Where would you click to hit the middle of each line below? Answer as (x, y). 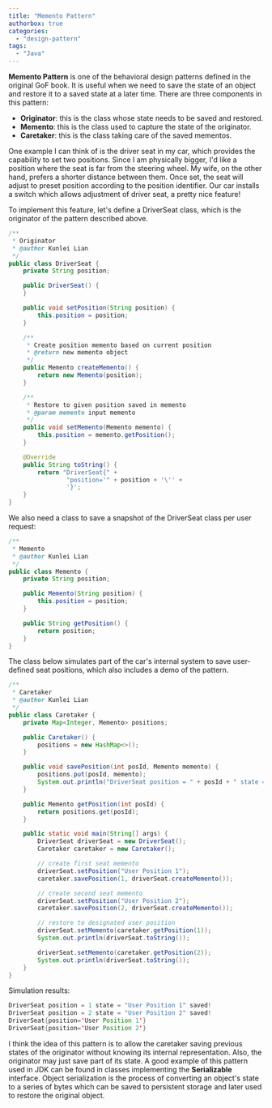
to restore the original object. (57, 1095)
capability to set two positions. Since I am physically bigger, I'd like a (123, 160)
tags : (17, 46)
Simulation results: (39, 990)
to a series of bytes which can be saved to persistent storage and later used (135, 1086)
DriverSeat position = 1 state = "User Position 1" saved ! (110, 1006)
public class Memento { (49, 571)
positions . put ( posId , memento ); (92, 775)
